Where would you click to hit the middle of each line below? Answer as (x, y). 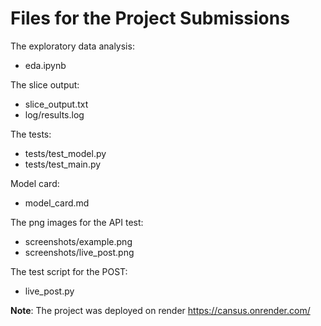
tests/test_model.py (65, 153)
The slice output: (45, 84)
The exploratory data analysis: (72, 46)
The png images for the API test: (77, 222)
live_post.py (49, 291)
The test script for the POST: (69, 271)
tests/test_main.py (63, 164)
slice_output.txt (56, 104)
